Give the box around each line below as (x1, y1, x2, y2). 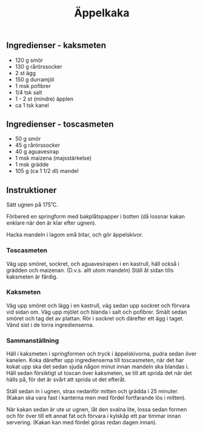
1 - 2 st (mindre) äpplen (15, 95, 74, 103)
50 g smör (15, 135, 41, 143)
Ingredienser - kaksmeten (6, 40, 106, 51)
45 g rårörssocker (15, 141, 61, 149)
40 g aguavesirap (15, 148, 59, 155)
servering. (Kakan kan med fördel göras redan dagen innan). (6, 419, 158, 426)
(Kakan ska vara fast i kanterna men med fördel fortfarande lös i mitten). (6, 394, 187, 402)
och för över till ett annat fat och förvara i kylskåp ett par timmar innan (6, 413, 181, 420)
